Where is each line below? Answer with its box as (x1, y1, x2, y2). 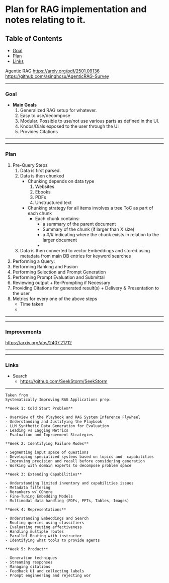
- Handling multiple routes (5, 529, 64, 534)
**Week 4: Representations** (5, 507, 66, 512)
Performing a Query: (12, 258, 55, 264)
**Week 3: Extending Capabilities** (5, 472, 82, 477)
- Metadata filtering (5, 485, 51, 491)
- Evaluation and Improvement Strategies (5, 432, 94, 438)
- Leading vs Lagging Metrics (5, 428, 69, 433)
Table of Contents (5, 34, 63, 43)
